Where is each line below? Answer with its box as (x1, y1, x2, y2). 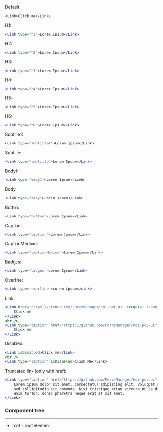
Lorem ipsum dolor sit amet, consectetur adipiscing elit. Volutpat (14, 382, 155, 387)
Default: (5, 4, 21, 10)
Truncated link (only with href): (5, 368, 67, 374)
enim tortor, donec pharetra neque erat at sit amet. (14, 391, 125, 396)
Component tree (5, 407, 45, 414)
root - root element (12, 423, 50, 429)
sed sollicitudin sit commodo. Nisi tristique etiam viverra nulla (14, 386, 153, 391)
